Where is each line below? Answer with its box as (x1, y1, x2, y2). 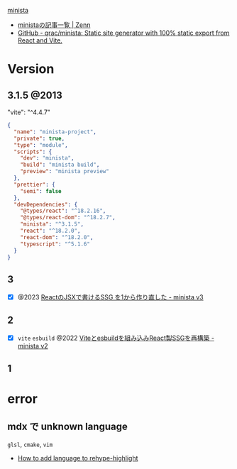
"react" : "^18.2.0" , (20, 227, 81, 234)
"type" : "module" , (13, 141, 69, 148)
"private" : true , (13, 135, 65, 142)
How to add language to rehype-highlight (17, 453, 138, 462)
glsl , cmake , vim (7, 440, 53, 448)
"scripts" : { (13, 148, 53, 155)
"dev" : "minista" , (20, 155, 75, 162)
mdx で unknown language (7, 421, 128, 433)
